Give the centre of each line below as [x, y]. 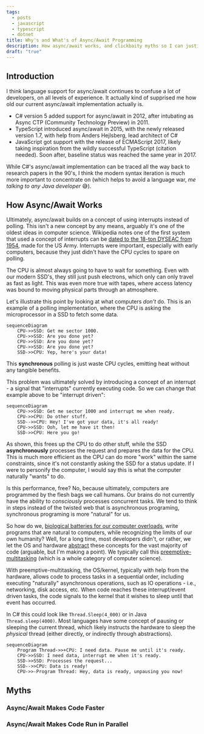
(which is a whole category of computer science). [100, 558]
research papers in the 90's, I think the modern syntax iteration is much [96, 173]
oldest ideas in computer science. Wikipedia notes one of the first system [98, 233]
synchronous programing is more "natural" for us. [68, 514]
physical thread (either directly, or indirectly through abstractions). [90, 634]
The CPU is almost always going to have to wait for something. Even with [98, 270]
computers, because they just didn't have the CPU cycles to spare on [93, 252]
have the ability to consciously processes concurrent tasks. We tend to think [102, 501]
